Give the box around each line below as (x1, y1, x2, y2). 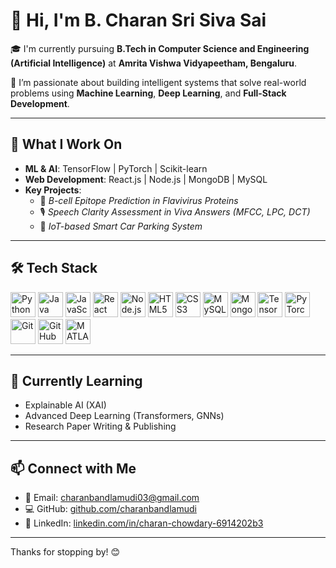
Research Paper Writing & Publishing (24, 420, 177, 433)
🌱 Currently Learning (10, 372, 143, 389)
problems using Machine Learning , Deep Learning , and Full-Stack (10, 87, 287, 99)
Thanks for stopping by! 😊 (10, 546, 121, 558)
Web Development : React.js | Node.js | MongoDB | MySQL (24, 173, 268, 185)
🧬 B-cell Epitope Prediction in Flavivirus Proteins (39, 194, 239, 206)
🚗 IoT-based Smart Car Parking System (39, 220, 203, 232)
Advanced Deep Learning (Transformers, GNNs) (24, 410, 225, 422)
